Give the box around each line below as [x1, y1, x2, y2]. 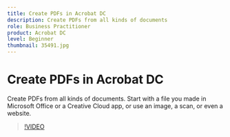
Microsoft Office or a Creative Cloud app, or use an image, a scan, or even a [7, 101, 224, 110]
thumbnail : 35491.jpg [7, 42, 70, 49]
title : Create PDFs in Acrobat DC [7, 10, 107, 17]
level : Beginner [7, 36, 54, 43]
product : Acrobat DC [7, 29, 67, 36]
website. [7, 109, 32, 117]
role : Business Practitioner [7, 23, 91, 30]
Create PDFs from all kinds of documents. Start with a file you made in [7, 94, 207, 103]
